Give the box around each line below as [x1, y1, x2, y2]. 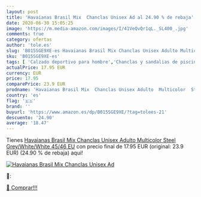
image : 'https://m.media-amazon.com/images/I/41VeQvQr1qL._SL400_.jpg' [6, 25, 188, 32]
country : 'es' [6, 92, 42, 98]
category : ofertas [6, 37, 52, 43]
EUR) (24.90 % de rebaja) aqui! [6, 149, 83, 156]
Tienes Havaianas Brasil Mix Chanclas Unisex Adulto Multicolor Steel [6, 137, 176, 144]
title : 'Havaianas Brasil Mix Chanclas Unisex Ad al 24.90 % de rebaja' [6, 14, 194, 20]
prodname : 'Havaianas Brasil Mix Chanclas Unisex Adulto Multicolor [6, 87, 186, 93]
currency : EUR [6, 70, 42, 76]
